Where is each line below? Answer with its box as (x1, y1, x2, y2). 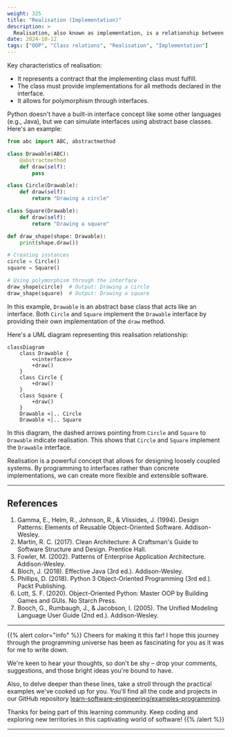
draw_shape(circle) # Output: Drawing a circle (7, 283, 150, 290)
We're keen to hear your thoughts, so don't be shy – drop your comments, (7, 659, 217, 667)
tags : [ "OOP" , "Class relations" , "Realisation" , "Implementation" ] (7, 42, 209, 49)
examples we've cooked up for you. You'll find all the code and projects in (7, 687, 217, 696)
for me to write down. (7, 646, 68, 654)
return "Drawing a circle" (32, 195, 110, 202)
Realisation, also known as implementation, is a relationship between (13, 29, 224, 37)
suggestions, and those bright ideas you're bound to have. (7, 667, 174, 675)
